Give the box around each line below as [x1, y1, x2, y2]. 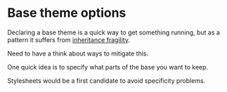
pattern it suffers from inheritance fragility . [7, 35, 131, 44]
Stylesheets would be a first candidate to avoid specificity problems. [7, 76, 206, 85]
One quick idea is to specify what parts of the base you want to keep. [7, 63, 209, 71]
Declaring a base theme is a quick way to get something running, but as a [7, 28, 220, 37]
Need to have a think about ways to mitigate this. [7, 49, 149, 58]
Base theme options [7, 5, 127, 21]
